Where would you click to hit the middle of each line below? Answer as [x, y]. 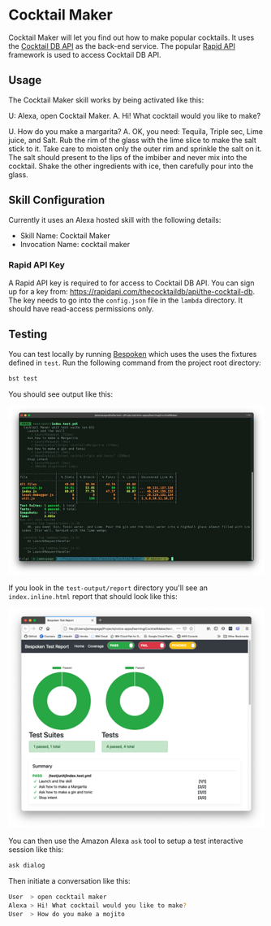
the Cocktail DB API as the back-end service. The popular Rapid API [122, 46]
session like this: [36, 850]
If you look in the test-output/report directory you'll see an [108, 588]
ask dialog [27, 866]
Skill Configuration [57, 200]
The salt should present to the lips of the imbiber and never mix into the [128, 157]
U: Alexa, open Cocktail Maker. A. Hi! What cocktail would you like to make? [135, 115]
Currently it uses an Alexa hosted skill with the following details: [115, 220]
